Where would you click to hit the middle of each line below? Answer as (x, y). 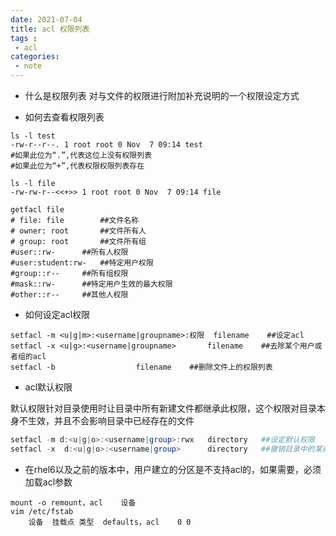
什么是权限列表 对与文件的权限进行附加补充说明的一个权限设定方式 (162, 95)
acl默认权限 (48, 387)
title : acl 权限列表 (50, 29)
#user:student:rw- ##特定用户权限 (82, 263)
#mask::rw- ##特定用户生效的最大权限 (91, 284)
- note (28, 66)
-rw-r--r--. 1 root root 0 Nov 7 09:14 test (106, 145)
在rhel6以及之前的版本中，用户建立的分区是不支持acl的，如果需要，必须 (173, 469)
